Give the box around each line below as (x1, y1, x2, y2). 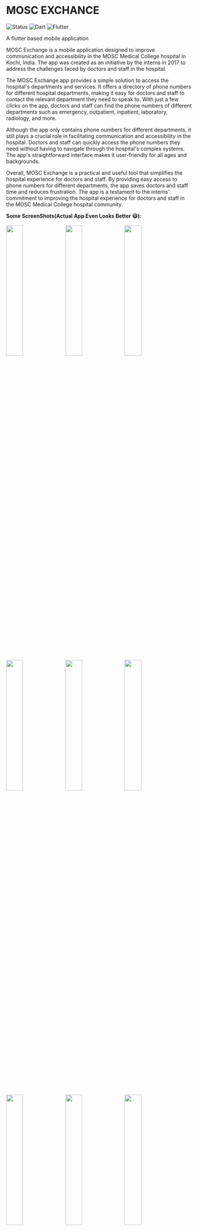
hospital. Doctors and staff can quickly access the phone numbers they (6, 138, 181, 146)
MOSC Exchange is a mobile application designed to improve (6, 46, 155, 53)
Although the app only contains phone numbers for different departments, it (6, 126, 191, 133)
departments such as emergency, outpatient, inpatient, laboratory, (6, 108, 168, 115)
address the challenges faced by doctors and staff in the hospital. (6, 65, 167, 72)
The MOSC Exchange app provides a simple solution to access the (6, 77, 169, 84)
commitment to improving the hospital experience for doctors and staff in (6, 194, 185, 202)
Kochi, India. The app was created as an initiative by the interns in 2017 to (6, 59, 186, 66)
